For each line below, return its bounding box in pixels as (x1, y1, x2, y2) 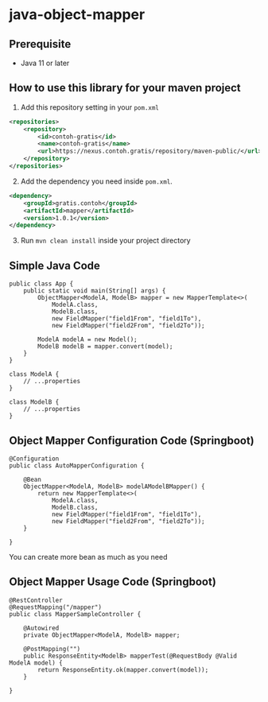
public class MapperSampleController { (9, 610, 142, 618)
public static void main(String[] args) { (23, 287, 166, 295)
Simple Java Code (9, 258, 100, 272)
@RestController (9, 596, 63, 604)
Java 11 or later (20, 58, 70, 68)
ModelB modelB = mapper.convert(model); (37, 343, 173, 351)
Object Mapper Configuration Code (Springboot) (9, 433, 255, 447)
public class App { (9, 280, 74, 288)
